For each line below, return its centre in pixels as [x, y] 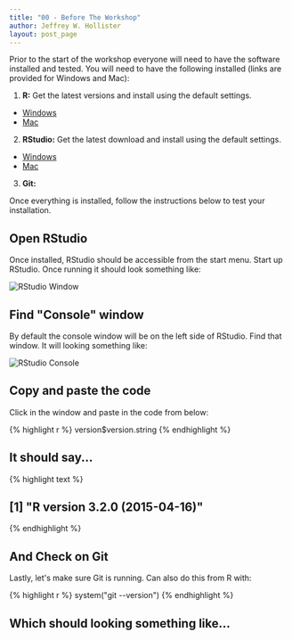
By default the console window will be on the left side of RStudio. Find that [146, 336]
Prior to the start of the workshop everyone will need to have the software [145, 60]
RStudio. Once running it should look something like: [105, 269]
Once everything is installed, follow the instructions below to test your [137, 201]
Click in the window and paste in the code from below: [109, 412]
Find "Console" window [77, 314]
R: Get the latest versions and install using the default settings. [137, 95]
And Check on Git [59, 557]
